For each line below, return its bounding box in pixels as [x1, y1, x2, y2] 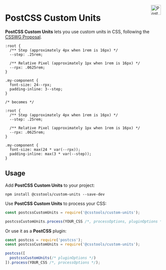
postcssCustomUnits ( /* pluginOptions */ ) [9, 256, 96, 261]
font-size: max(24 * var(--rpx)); [9, 147, 81, 152]
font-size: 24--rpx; [9, 82, 52, 87]
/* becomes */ [5, 99, 35, 105]
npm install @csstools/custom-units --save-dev [5, 192, 105, 197]
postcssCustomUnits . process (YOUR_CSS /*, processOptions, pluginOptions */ [5, 219, 165, 224]
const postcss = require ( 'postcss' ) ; [5, 237, 83, 242]
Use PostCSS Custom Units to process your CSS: [5, 200, 107, 206]
